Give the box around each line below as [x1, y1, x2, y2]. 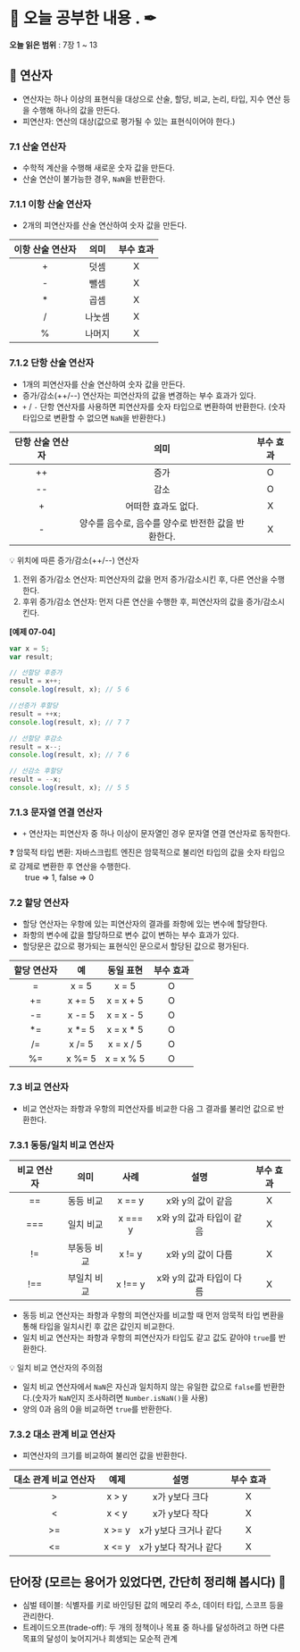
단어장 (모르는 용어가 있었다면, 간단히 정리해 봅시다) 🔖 [9, 1574, 287, 1589]
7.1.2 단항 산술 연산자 [9, 356, 95, 369]
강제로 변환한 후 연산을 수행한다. [18, 861, 131, 872]
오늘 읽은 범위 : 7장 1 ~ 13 [9, 39, 98, 50]
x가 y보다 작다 [152, 1507, 209, 1520]
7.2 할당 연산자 [9, 897, 70, 910]
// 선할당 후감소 [9, 734, 62, 742]
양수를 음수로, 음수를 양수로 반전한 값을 [79, 516, 234, 529]
